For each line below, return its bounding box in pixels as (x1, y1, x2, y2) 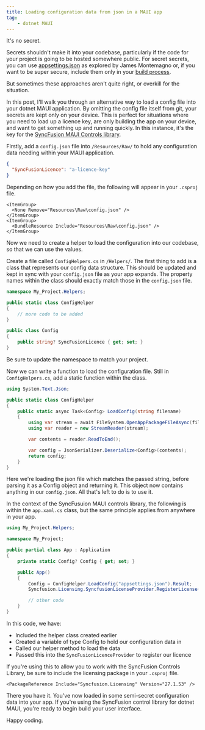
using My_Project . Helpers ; (6, 525, 75, 531)
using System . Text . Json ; (6, 386, 70, 392)
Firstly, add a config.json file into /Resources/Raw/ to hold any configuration (6, 143, 197, 150)
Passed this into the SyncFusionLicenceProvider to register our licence (15, 651, 192, 658)
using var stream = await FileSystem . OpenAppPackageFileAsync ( (28, 419, 192, 426)
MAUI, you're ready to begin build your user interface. (6, 704, 142, 712)
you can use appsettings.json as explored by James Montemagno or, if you (6, 62, 195, 69)
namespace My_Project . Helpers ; (6, 289, 86, 295)
